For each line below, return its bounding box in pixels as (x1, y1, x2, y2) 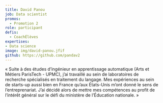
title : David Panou (5, 7, 45, 12)
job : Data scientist (5, 12, 48, 17)
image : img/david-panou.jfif (5, 48, 65, 53)
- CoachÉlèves (9, 35, 38, 40)
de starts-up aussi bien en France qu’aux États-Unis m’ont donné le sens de (5, 82, 159, 88)
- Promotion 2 (9, 21, 38, 26)
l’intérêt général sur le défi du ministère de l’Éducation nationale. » (5, 92, 139, 98)
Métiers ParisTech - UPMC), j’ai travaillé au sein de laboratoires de (5, 72, 139, 77)
